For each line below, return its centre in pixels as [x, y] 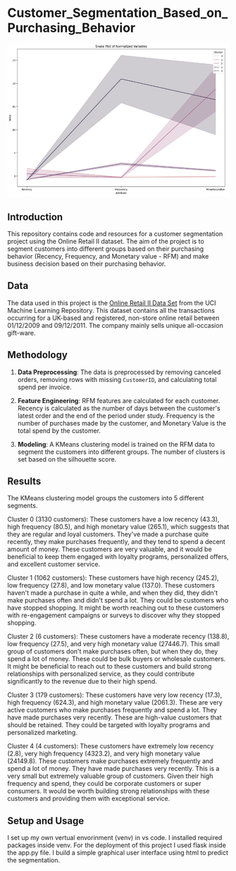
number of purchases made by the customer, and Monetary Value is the [122, 423]
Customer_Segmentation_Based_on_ [118, 13]
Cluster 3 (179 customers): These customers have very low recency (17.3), [115, 695]
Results [24, 482]
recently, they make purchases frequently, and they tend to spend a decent [116, 542]
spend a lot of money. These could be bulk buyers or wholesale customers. [117, 659]
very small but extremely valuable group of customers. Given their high [110, 776]
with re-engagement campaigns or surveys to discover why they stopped [114, 615]
